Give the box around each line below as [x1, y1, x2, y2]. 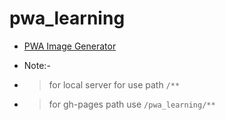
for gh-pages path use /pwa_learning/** [48, 98, 216, 110]
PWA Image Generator [23, 40, 117, 52]
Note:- [23, 59, 51, 71]
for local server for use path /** [48, 78, 181, 91]
